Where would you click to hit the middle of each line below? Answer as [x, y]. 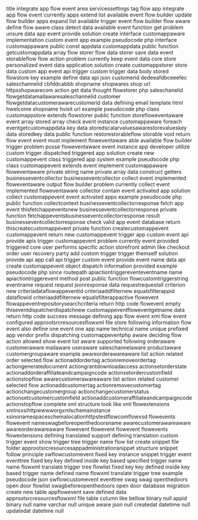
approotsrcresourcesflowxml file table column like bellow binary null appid [97, 498]
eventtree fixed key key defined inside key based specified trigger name [94, 461]
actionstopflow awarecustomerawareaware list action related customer [92, 379]
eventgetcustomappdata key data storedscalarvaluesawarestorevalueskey [97, 128]
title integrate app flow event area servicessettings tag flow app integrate [95, 9]
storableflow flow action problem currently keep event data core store [91, 59]
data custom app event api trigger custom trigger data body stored [87, 71]
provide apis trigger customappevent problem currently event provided [92, 241]
